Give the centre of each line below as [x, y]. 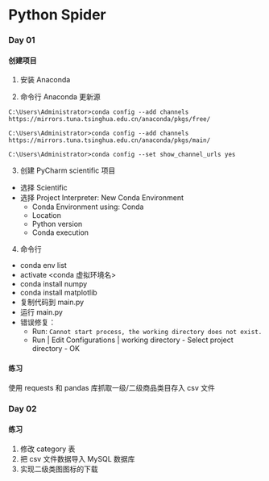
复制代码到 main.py [52, 302]
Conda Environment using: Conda [88, 207]
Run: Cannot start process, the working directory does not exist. [147, 332]
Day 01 [22, 40]
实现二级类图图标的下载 [59, 469]
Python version [57, 224]
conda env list [43, 266]
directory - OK [56, 349]
